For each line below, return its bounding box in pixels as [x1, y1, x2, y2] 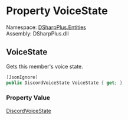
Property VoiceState [6, 4, 108, 18]
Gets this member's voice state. [6, 63, 84, 70]
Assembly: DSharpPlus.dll [6, 30, 69, 37]
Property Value [6, 93, 51, 102]
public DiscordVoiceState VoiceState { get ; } [6, 80, 123, 86]
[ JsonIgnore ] [6, 74, 38, 80]
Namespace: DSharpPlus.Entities [6, 24, 87, 31]
